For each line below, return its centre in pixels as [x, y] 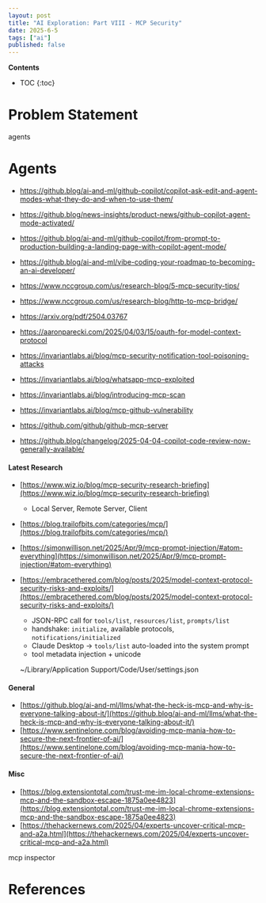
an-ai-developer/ [47, 271]
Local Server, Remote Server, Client [89, 509]
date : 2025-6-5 [33, 30]
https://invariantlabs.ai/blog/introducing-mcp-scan [103, 394]
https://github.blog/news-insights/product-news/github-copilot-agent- [135, 214]
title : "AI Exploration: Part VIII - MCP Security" [95, 23]
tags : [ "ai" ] [30, 38]
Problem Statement [73, 115]
